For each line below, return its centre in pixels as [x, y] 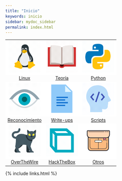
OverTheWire [25, 162]
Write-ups [62, 120]
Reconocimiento [25, 120]
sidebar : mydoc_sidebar [31, 22]
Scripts [99, 120]
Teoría [62, 78]
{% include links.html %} [31, 173]
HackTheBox [62, 162]
